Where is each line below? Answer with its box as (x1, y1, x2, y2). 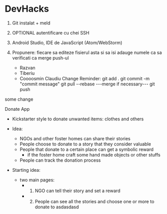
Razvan (19, 65, 36, 71)
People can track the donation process (19, 157, 101, 163)
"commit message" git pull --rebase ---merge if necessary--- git (19, 81, 155, 87)
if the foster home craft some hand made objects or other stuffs (27, 151, 161, 158)
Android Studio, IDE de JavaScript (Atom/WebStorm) (12, 39, 123, 46)
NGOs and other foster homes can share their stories (19, 135, 130, 141)
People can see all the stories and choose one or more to (35, 198, 154, 204)
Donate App (5, 106, 30, 112)
